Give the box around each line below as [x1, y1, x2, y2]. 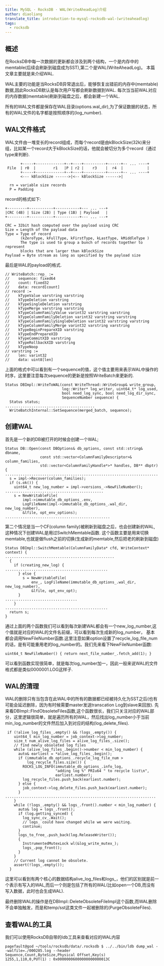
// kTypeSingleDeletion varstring [5, 301, 82, 307]
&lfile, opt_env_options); [22, 510, 78, 515]
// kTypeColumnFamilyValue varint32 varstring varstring [5, 310, 130, 315]
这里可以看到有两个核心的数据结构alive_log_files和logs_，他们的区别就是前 [5, 876, 155, 882]
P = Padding [9, 187, 34, 192]
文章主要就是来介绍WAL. [5, 70, 55, 76]
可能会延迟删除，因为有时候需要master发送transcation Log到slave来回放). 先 [5, 702, 159, 708]
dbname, [5, 450, 21, 455]
